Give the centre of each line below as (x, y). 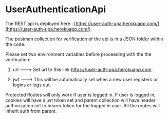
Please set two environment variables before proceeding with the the (78, 54)
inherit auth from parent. (31, 111)
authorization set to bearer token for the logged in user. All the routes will (83, 105)
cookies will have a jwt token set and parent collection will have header (80, 100)
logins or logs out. (32, 85)
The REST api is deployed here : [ (41, 23)
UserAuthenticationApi (56, 9)
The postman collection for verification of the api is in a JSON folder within (84, 39)
